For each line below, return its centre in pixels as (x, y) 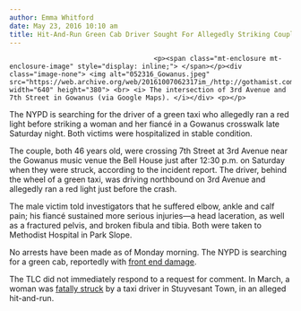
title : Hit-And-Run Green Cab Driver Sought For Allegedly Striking (140, 34)
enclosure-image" (42, 67)
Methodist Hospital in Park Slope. (71, 235)
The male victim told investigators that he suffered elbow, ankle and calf (142, 206)
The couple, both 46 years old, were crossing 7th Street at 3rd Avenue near (149, 151)
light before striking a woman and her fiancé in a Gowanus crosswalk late (145, 124)
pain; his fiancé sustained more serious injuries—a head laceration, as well (147, 216)
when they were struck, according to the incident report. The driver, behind (148, 170)
